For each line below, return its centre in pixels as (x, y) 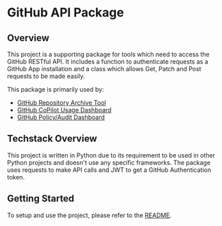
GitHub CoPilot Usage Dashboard (64, 110)
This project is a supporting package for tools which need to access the (109, 54)
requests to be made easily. (46, 76)
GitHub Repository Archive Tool (61, 103)
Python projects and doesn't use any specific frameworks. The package (109, 162)
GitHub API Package (66, 13)
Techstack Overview (52, 139)
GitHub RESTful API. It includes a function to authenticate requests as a (108, 62)
